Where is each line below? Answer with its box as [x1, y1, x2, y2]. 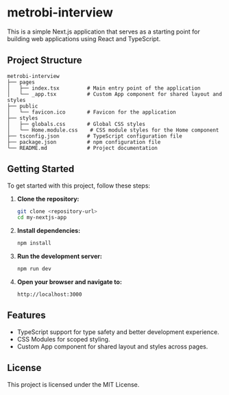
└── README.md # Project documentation [7, 144, 158, 151]
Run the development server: [16, 252, 103, 261]
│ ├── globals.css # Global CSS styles [7, 120, 146, 127]
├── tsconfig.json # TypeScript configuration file [7, 132, 183, 140]
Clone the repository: [16, 194, 80, 203]
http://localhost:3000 [16, 291, 82, 298]
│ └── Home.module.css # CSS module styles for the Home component [7, 127, 219, 133]
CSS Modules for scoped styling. [16, 335, 110, 343]
